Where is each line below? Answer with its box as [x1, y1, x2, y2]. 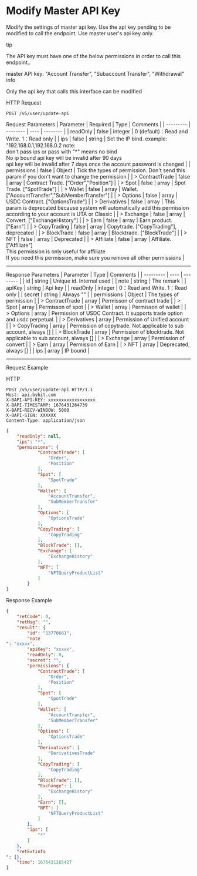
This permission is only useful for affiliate [6, 248, 106, 255]
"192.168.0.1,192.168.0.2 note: [6, 142, 76, 149]
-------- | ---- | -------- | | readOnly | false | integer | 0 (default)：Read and [6, 127, 188, 135]
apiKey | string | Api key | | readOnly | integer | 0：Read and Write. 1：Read [6, 284, 188, 291]
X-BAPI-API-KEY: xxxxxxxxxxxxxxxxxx [6, 397, 96, 403]
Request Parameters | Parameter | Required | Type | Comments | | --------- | [6, 120, 191, 127]
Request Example [6, 364, 49, 371]
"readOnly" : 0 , [27, 652, 64, 658]
